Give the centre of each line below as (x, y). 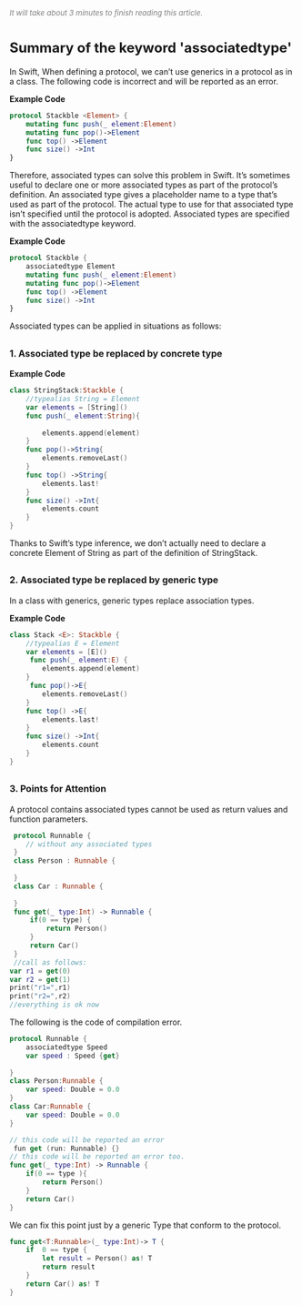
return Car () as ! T (63, 1284)
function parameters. (49, 819)
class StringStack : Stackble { (67, 390)
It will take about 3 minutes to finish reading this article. (106, 13)
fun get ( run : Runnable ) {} (66, 1148)
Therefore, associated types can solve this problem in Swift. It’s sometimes (150, 176)
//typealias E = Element (73, 643)
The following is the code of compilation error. (96, 1022)
